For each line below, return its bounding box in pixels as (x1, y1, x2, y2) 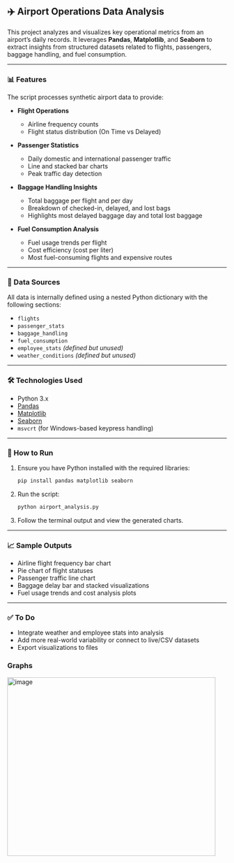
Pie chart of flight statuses (17, 567, 93, 575)
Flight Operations (17, 107, 70, 115)
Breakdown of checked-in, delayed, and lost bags (27, 204, 171, 212)
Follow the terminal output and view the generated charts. (17, 516, 184, 524)
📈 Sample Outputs (7, 540, 72, 550)
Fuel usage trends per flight (27, 238, 107, 247)
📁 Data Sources (7, 277, 61, 287)
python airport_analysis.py (17, 503, 99, 510)
